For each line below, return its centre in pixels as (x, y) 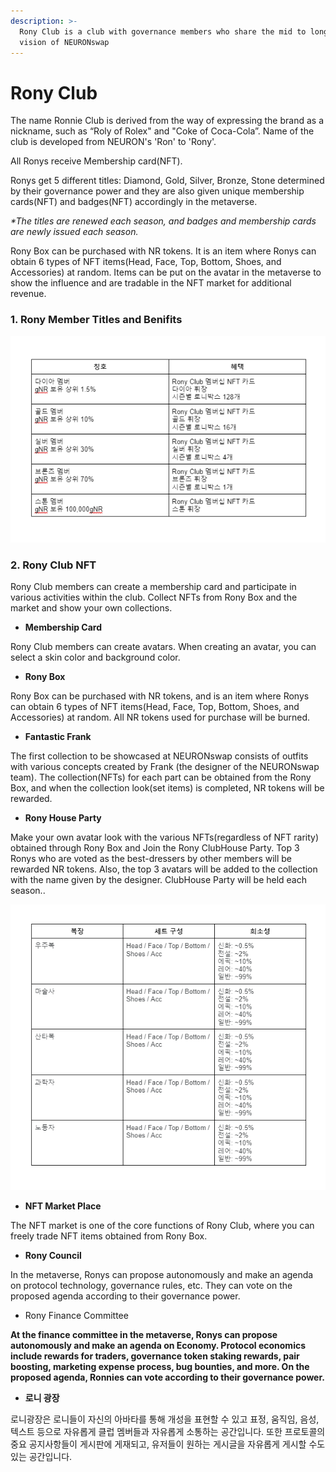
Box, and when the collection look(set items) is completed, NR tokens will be (167, 787)
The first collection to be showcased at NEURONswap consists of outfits (159, 756)
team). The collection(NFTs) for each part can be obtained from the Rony (161, 777)
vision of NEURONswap (64, 42)
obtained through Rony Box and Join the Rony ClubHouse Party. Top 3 (155, 847)
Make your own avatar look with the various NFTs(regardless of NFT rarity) (165, 837)
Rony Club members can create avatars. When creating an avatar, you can (163, 646)
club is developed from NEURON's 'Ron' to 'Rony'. (113, 142)
